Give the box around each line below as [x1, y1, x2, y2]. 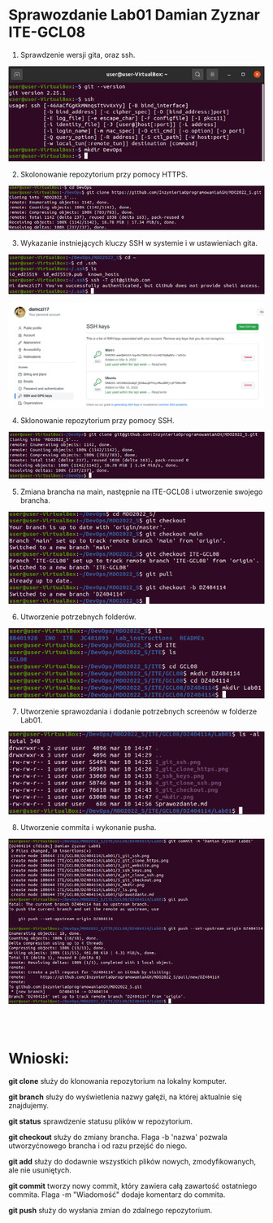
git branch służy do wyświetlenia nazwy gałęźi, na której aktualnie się [8, 1092, 242, 1102]
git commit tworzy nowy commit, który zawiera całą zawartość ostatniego [8, 1181, 258, 1190]
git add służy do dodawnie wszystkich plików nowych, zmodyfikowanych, [8, 1156, 257, 1166]
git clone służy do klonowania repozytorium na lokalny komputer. [8, 1076, 227, 1085]
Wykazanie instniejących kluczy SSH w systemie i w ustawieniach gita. [19, 238, 258, 247]
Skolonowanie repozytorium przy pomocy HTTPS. [19, 169, 188, 179]
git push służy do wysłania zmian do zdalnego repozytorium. [8, 1205, 213, 1215]
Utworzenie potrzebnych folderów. [19, 612, 136, 622]
